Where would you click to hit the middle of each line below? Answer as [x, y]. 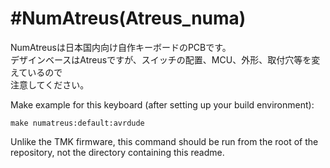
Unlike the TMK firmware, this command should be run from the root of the [164, 141]
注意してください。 [50, 84]
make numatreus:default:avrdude [77, 123]
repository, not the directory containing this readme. [117, 152]
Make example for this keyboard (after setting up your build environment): [162, 104]
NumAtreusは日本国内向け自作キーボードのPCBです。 [121, 47]
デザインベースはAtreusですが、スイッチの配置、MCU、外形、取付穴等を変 [165, 59]
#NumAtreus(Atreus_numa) [128, 18]
